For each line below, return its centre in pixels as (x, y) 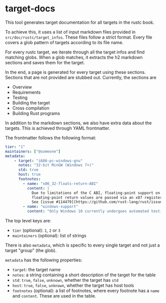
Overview (22, 87)
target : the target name (36, 270)
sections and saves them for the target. (45, 62)
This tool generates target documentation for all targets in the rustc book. (80, 22)
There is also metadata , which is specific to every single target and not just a (83, 245)
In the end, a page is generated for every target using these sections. (76, 72)
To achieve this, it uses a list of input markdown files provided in (70, 32)
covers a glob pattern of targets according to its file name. (64, 42)
